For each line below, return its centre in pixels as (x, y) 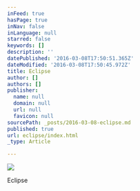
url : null (27, 110)
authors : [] (24, 84)
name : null (29, 97)
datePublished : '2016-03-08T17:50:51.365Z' (71, 59)
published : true (30, 129)
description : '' (30, 52)
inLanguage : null (32, 33)
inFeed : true (26, 13)
